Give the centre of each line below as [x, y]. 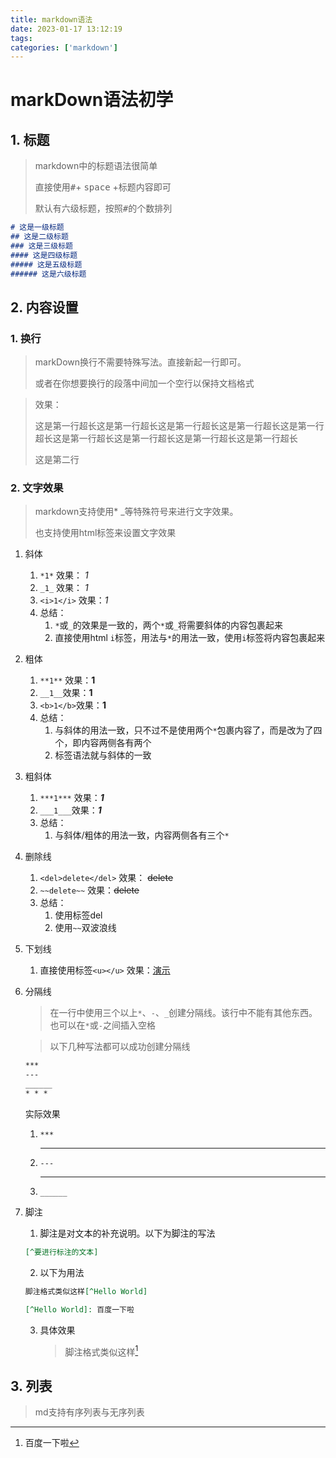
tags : [21, 38]
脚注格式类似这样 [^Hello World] [86, 1291]
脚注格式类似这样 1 [101, 1351]
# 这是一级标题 [37, 227]
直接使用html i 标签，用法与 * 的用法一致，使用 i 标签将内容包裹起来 [190, 638]
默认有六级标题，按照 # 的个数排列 [103, 208]
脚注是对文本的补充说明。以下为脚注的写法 [127, 1233]
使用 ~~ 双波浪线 [85, 928]
